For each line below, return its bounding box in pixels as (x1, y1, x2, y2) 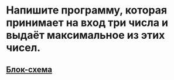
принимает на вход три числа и (6, 16, 169, 29)
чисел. (6, 41, 41, 55)
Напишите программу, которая (6, 4, 168, 17)
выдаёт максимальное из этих (6, 29, 165, 42)
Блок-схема (6, 64, 53, 74)
